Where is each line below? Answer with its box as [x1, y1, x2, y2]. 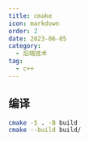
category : [8, 42, 42, 50]
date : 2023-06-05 [8, 34, 67, 43]
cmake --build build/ [8, 126, 82, 135]
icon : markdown [8, 19, 60, 28]
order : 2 [8, 27, 38, 35]
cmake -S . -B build [8, 118, 78, 126]
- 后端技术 [15, 49, 48, 58]
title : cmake [8, 11, 53, 20]
